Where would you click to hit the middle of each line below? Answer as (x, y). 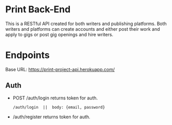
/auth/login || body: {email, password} (59, 107)
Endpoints (27, 55)
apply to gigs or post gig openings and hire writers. (59, 34)
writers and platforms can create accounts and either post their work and (83, 29)
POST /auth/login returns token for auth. (55, 98)
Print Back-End (38, 9)
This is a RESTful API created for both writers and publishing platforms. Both (86, 24)
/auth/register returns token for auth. (52, 117)
